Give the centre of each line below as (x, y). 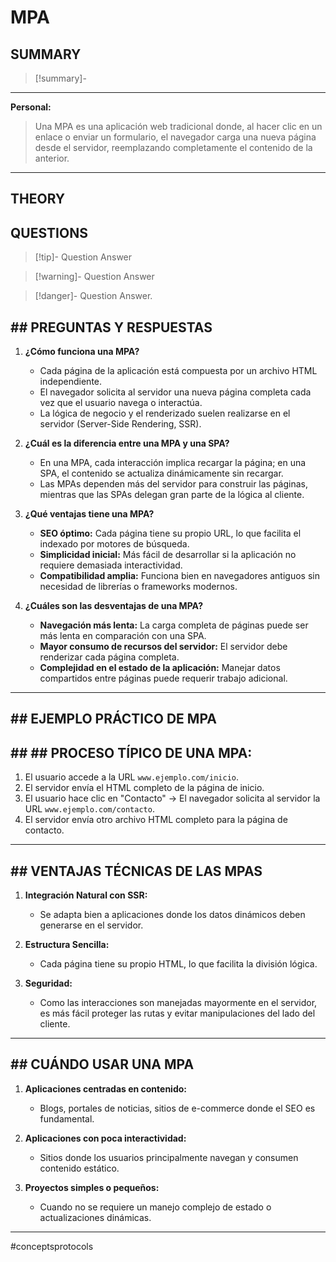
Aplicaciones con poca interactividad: (105, 1138)
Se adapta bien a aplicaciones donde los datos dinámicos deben (172, 915)
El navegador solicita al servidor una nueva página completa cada (175, 392)
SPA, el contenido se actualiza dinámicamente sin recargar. (161, 473)
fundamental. (67, 1118)
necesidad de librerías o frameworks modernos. (138, 587)
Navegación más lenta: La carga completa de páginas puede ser (174, 625)
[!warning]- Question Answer (94, 277)
